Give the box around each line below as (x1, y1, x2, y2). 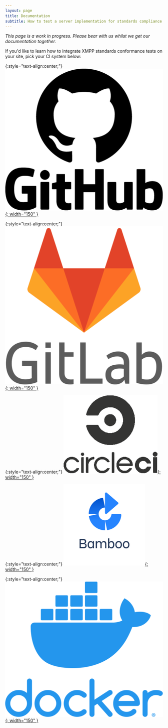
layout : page (5, 8, 32, 13)
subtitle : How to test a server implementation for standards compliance (5, 19, 162, 24)
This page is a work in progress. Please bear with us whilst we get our (5, 33, 150, 39)
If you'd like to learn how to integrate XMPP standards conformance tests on (5, 48, 162, 54)
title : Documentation (5, 13, 50, 19)
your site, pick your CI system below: (5, 53, 81, 60)
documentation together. (5, 38, 56, 45)
